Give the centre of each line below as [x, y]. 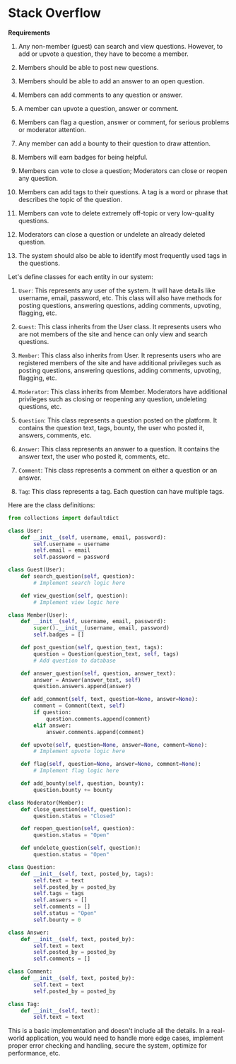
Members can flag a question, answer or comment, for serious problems [124, 122]
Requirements [29, 32]
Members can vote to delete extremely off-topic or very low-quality [116, 213]
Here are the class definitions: [52, 505]
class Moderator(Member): [46, 803]
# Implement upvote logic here [79, 751]
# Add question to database [75, 661]
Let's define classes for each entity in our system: [81, 276]
